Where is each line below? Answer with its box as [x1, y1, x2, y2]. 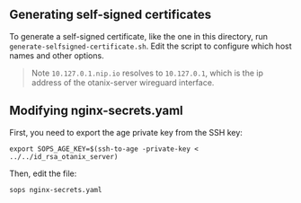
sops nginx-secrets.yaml [9, 185, 102, 194]
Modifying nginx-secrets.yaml [9, 103, 183, 119]
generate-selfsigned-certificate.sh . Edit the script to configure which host [9, 40, 292, 51]
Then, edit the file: [9, 168, 77, 179]
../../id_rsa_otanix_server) [9, 152, 119, 161]
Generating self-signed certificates [9, 7, 212, 22]
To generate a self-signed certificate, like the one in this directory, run [9, 31, 268, 41]
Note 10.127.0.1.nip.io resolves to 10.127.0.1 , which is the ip [31, 67, 263, 78]
